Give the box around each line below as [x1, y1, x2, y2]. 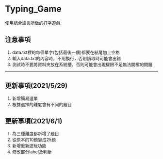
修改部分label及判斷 [12, 149, 52, 155]
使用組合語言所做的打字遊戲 [5, 20, 61, 26]
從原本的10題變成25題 [12, 137, 56, 143]
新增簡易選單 [12, 95, 38, 101]
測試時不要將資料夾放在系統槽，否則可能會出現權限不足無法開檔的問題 [12, 62, 153, 67]
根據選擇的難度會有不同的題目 [12, 101, 72, 107]
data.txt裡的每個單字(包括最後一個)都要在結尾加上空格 [12, 49, 120, 55]
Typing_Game [5, 3, 62, 15]
